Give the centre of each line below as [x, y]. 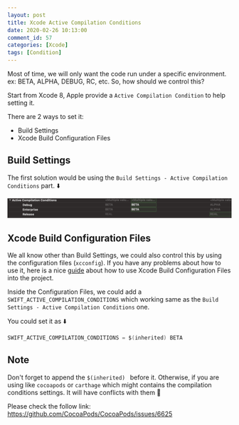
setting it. [21, 103]
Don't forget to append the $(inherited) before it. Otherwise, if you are [113, 377]
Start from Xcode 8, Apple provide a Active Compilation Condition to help [117, 95]
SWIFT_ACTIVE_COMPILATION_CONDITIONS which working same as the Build [113, 299]
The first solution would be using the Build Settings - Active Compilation [118, 178]
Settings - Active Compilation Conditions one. [79, 307]
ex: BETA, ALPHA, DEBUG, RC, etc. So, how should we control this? [106, 81]
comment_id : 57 [30, 38]
